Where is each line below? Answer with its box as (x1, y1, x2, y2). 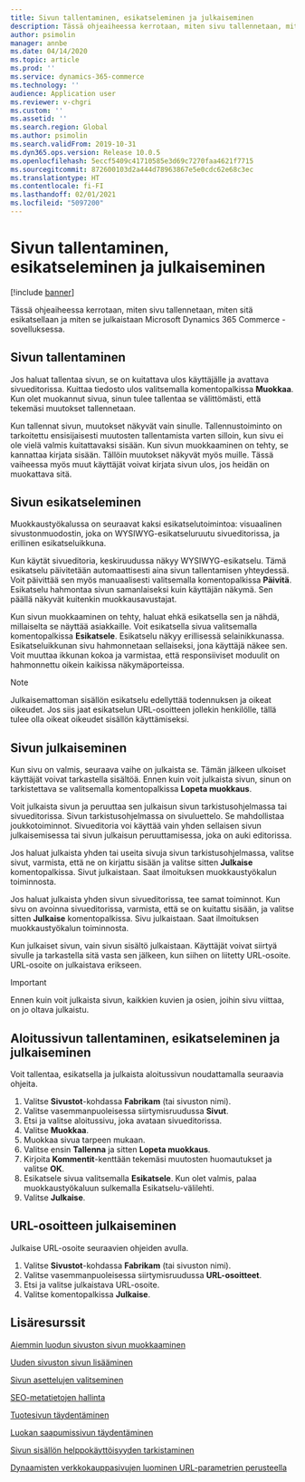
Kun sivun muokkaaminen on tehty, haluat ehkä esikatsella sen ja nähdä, (10, 611, 280, 622)
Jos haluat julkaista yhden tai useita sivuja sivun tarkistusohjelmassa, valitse (10, 848, 295, 859)
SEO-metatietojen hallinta (10, 1391, 106, 1402)
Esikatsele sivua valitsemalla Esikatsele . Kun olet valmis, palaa (23, 1173, 257, 1184)
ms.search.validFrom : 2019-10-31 (10, 140, 137, 149)
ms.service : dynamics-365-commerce (10, 72, 145, 82)
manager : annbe (10, 38, 68, 48)
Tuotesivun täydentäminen (10, 1410, 110, 1420)
